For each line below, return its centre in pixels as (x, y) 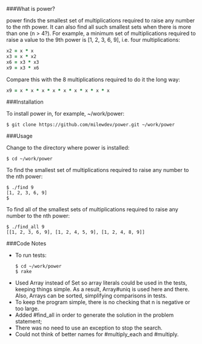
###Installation (25, 102)
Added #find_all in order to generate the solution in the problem (94, 315)
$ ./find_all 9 (25, 227)
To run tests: (31, 255)
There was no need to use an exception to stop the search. (89, 328)
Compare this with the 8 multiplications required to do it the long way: (93, 79)
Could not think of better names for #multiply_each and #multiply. (97, 334)
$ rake (23, 272)
